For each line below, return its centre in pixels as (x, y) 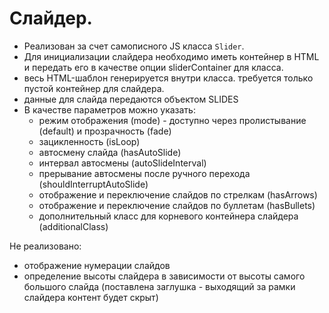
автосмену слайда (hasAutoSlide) (110, 152)
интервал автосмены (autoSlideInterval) (122, 163)
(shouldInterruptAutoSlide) (93, 184)
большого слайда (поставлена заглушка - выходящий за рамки (159, 286)
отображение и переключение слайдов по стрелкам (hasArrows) (178, 194)
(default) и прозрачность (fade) (105, 131)
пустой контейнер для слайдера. (94, 88)
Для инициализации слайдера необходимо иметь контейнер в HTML (171, 56)
